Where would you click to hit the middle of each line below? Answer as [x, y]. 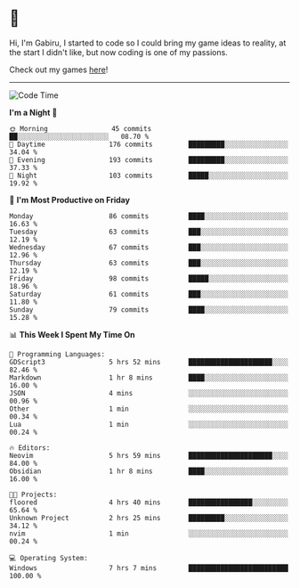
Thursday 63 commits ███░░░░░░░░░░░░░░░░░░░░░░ [149, 263]
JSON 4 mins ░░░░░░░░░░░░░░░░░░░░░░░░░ [149, 393]
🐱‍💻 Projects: [33, 494]
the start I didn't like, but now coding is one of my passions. [119, 52]
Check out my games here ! [59, 69]
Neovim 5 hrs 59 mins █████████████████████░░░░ [149, 455]
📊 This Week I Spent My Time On [72, 334]
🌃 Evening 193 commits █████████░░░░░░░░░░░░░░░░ [149, 159]
